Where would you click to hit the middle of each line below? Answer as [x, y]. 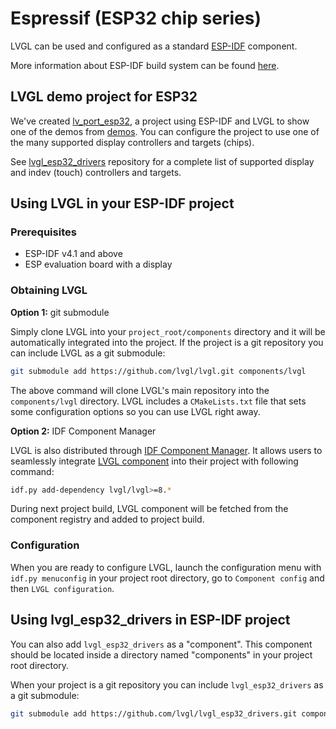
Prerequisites [43, 232]
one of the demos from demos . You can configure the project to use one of [165, 131]
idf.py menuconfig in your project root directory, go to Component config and [167, 578]
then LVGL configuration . [62, 588]
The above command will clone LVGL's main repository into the [140, 390]
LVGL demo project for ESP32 [104, 97]
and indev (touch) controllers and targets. [96, 172]
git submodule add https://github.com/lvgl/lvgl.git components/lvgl [158, 371]
